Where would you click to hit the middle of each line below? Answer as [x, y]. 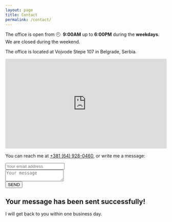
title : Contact [21, 15]
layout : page [19, 10]
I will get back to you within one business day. [54, 214]
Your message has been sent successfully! [76, 201]
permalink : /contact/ [28, 19]
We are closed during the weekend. [43, 42]
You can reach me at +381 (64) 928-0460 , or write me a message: [76, 156]
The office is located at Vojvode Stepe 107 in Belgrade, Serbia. [71, 52]
